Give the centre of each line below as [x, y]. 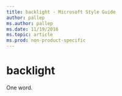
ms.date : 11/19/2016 [33, 29]
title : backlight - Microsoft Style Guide [61, 12]
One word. [20, 87]
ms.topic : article [30, 35]
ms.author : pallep [30, 23]
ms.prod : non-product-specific [46, 40]
